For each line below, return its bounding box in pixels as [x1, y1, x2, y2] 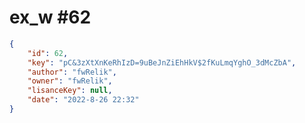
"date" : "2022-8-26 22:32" [27, 95, 140, 105]
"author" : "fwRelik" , [27, 67, 117, 77]
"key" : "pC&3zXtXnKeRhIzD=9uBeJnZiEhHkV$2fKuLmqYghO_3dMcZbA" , [27, 57, 297, 68]
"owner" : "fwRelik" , [27, 76, 113, 86]
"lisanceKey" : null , [27, 86, 113, 96]
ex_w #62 [9, 6, 92, 29]
